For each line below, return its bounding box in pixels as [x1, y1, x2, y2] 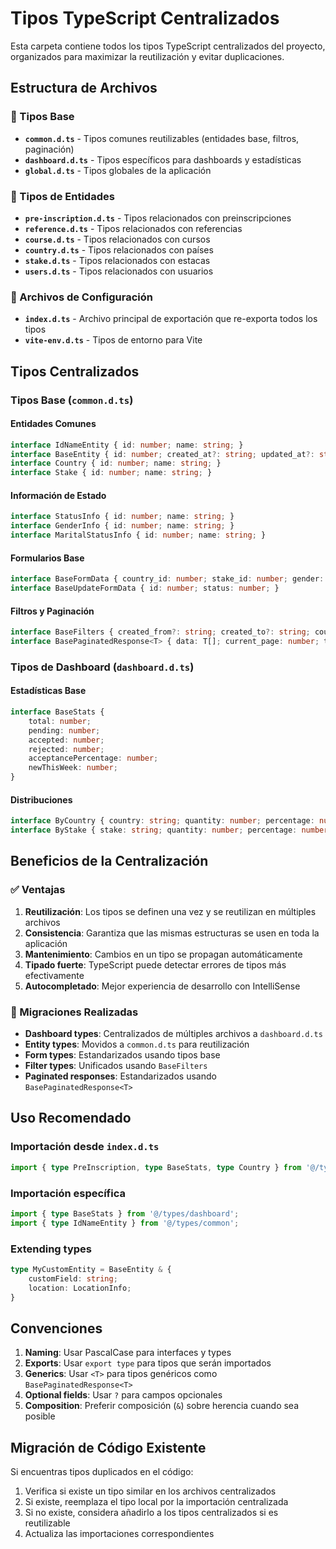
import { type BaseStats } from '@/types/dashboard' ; [10, 1208, 240, 1219]
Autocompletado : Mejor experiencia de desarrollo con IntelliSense [24, 980, 301, 992]
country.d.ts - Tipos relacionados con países [24, 243, 214, 256]
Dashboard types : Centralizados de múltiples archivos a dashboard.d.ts [24, 1028, 323, 1040]
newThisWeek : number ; [28, 763, 118, 773]
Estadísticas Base [10, 685, 87, 697]
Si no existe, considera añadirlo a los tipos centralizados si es [24, 1507, 279, 1519]
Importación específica [10, 1186, 126, 1200]
